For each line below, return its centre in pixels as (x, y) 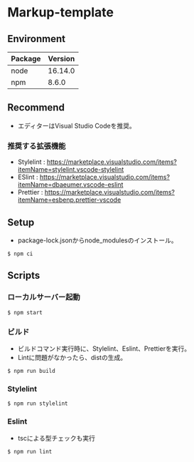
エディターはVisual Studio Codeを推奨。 (77, 125)
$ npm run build (31, 371)
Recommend (36, 108)
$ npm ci (20, 254)
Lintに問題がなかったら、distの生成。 (72, 357)
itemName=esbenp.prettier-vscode (69, 200)
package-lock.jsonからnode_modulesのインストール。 (97, 240)
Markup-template (60, 12)
